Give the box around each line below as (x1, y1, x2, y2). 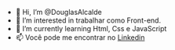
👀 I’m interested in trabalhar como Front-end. (15, 16, 162, 25)
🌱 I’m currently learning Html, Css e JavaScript (15, 24, 167, 33)
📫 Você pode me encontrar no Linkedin (15, 33, 145, 42)
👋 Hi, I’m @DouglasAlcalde (15, 8, 102, 16)
